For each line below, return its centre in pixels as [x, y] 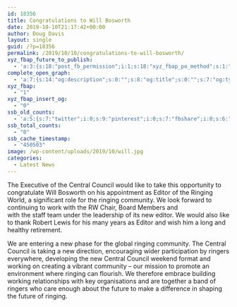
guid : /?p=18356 [31, 47]
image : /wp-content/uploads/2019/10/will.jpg [75, 152]
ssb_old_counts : [31, 112]
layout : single [30, 40]
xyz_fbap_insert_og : [38, 100]
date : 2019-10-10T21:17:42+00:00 [56, 27]
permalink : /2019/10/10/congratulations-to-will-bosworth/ [96, 54]
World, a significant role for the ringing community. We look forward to [110, 200]
